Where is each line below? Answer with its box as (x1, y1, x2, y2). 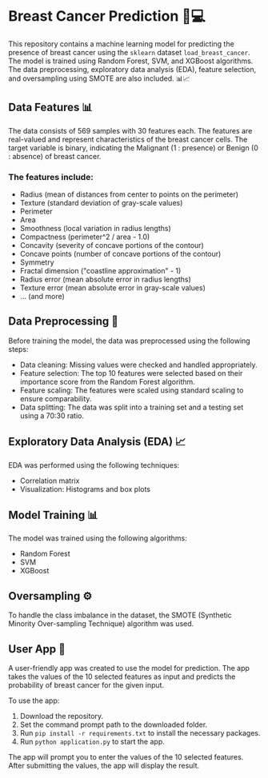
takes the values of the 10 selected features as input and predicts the (8, 672, 236, 681)
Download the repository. (19, 712, 104, 721)
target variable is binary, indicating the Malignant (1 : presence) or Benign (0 (8, 142, 258, 153)
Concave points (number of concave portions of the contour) (19, 249, 222, 259)
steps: (8, 344, 29, 353)
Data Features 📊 (8, 101, 94, 114)
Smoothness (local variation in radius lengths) (19, 224, 172, 233)
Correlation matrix (19, 476, 80, 485)
